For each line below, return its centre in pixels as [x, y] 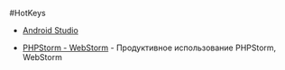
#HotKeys [28, 13]
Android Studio [50, 30]
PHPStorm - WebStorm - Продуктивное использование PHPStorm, [149, 48]
